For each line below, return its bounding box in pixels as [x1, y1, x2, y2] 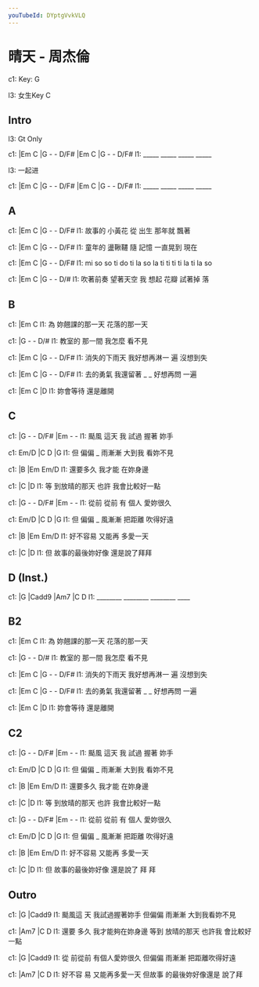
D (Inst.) [8, 571, 49, 585]
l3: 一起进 [8, 166, 39, 175]
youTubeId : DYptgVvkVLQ [8, 11, 86, 20]
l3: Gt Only [8, 134, 43, 144]
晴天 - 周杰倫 [8, 48, 90, 65]
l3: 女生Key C [8, 90, 51, 100]
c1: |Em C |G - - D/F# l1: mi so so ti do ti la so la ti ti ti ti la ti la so [8, 258, 213, 268]
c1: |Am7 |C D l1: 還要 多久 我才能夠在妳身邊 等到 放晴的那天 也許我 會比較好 [8, 927, 252, 936]
